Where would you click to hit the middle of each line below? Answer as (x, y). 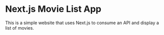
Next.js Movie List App (53, 9)
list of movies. (20, 28)
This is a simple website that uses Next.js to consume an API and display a (82, 23)
